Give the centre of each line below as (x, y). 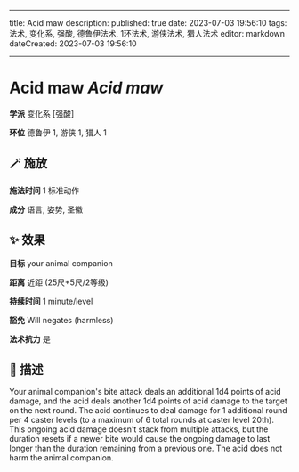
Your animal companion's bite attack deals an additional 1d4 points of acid (145, 392)
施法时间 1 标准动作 (44, 190)
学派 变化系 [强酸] (42, 113)
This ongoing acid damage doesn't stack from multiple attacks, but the (139, 429)
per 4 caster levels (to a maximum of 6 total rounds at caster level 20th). (141, 420)
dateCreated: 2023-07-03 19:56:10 (73, 44)
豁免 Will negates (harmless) (61, 320)
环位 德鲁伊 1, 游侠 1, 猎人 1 (58, 132)
